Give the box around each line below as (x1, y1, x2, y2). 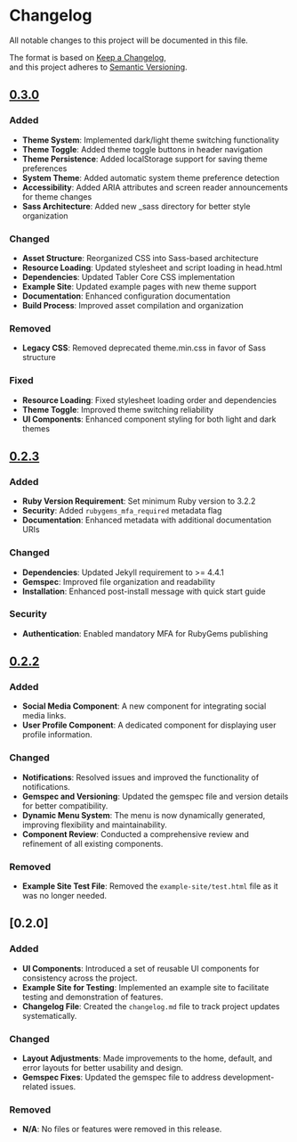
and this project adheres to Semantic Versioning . (9, 62, 189, 72)
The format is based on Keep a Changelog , (9, 52, 166, 62)
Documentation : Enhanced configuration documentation (21, 291, 231, 301)
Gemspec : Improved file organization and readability (21, 576, 216, 587)
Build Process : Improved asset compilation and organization (21, 300, 244, 310)
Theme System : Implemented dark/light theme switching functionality (21, 135, 280, 145)
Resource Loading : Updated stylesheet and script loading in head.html (21, 262, 283, 273)
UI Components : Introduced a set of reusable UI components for (21, 963, 260, 974)
